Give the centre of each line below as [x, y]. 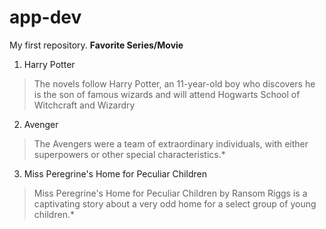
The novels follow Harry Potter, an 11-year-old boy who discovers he [174, 83]
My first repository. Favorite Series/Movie [96, 45]
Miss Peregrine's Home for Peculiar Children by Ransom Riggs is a [170, 193]
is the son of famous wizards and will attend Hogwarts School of [167, 94]
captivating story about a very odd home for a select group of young [175, 203]
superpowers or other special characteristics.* [129, 154]
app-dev [45, 17]
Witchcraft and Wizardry [84, 105]
